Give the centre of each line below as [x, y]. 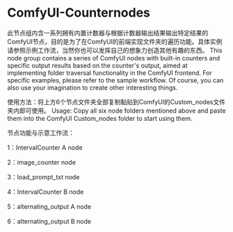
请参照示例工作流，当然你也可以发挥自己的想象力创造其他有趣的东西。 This [115, 50]
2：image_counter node [42, 162]
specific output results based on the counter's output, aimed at [97, 65]
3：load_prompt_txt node [43, 177]
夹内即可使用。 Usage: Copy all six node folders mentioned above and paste [116, 110]
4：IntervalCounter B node [46, 192]
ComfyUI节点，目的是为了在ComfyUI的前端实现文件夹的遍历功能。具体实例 [115, 41]
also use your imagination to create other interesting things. [93, 88]
